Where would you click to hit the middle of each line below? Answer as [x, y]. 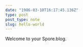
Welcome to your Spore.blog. [36, 39]
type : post [17, 15]
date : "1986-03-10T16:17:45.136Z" [42, 10]
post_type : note [22, 19]
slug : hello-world [25, 24]
